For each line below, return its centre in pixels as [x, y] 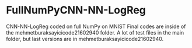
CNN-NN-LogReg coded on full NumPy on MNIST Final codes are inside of [96, 26]
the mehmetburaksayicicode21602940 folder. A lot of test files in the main [95, 32]
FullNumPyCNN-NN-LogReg [76, 10]
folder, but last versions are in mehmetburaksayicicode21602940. [85, 39]
